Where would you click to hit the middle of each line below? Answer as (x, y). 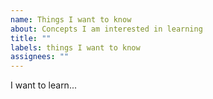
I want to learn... (43, 85)
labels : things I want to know (75, 47)
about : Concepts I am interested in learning (106, 29)
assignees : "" (40, 57)
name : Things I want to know (71, 19)
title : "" (31, 38)
